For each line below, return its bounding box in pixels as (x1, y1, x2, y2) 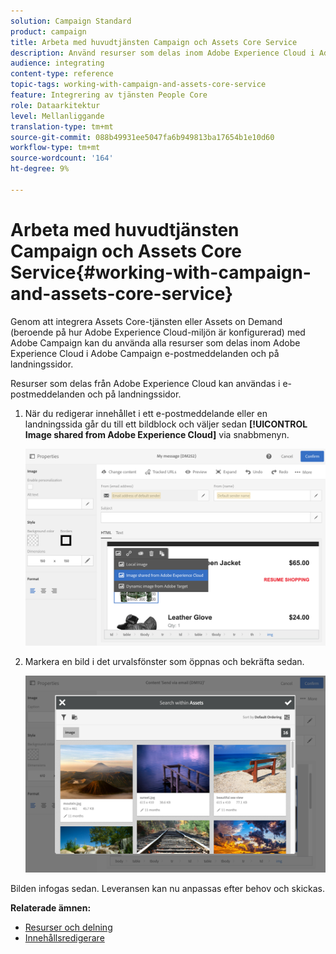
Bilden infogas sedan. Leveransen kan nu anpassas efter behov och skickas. (10, 882, 326, 894)
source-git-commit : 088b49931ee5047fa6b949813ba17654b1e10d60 (10, 132, 275, 142)
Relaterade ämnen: (10, 901, 92, 914)
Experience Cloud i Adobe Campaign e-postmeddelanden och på (10, 347, 280, 359)
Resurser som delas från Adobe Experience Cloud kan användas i (10, 377, 281, 389)
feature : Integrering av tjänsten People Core (10, 90, 208, 100)
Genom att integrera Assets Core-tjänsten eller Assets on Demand (10, 315, 283, 327)
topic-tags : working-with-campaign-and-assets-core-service (10, 80, 267, 90)
